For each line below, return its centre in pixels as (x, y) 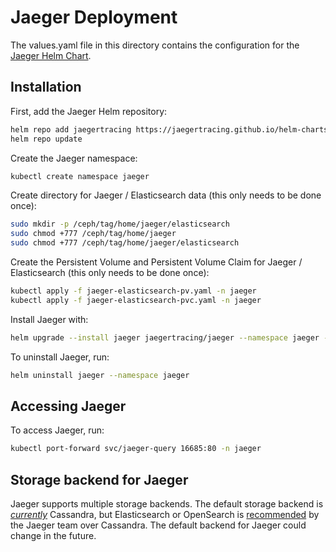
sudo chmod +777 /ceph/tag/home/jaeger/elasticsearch (125, 243)
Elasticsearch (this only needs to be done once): (110, 272)
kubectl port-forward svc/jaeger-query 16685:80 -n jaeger (136, 449)
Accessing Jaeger (68, 406)
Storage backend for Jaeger (99, 479)
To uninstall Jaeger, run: (60, 357)
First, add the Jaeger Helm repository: (89, 111)
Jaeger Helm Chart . (51, 55)
